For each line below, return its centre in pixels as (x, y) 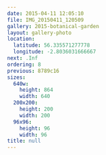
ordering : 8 (24, 64)
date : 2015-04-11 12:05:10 (45, 13)
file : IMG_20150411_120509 (45, 20)
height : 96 (35, 128)
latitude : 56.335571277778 (52, 45)
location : (21, 39)
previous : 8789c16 (33, 71)
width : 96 (34, 134)
